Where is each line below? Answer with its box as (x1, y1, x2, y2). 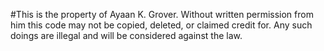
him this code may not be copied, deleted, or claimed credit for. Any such (10, 19, 313, 31)
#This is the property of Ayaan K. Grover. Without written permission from (10, 9, 314, 20)
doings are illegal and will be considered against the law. (10, 30, 243, 41)
